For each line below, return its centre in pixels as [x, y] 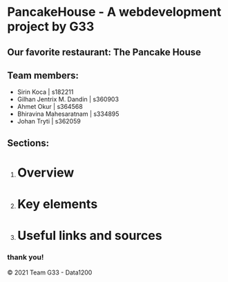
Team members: [43, 75]
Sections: [28, 143]
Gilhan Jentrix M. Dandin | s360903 [68, 99]
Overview [46, 172]
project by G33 [51, 27]
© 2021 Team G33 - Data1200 [50, 272]
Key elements [57, 204]
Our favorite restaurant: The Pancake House [104, 52]
